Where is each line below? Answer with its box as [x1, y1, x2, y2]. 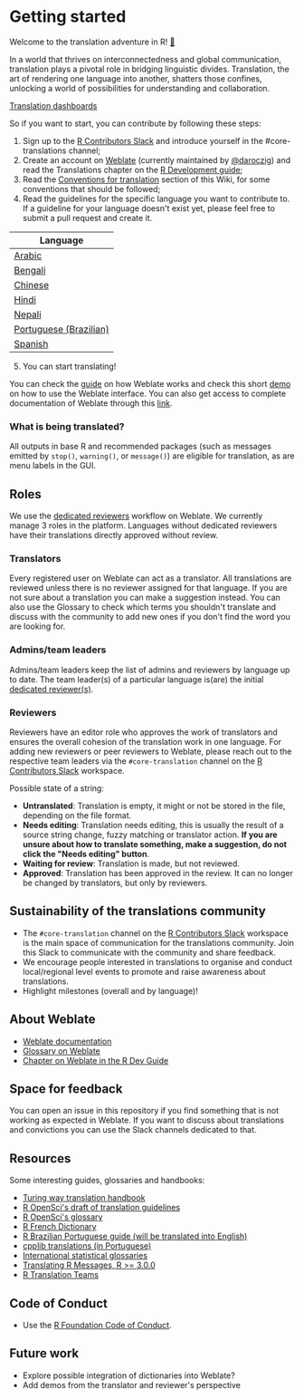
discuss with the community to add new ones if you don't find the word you [9, 612, 291, 622]
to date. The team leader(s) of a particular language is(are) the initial [9, 673, 264, 685]
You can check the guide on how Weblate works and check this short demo [9, 378, 291, 389]
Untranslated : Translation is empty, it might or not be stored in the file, [22, 800, 286, 811]
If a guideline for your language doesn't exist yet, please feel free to [22, 202, 276, 214]
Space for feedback [9, 1081, 123, 1096]
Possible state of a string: [9, 782, 104, 794]
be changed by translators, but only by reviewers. [22, 877, 208, 888]
